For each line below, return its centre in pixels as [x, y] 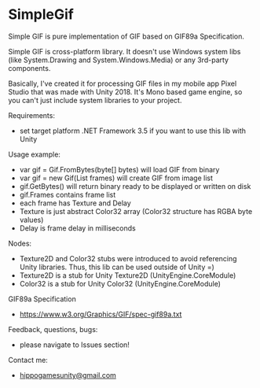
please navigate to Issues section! [74, 345]
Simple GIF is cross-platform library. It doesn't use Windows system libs [125, 51]
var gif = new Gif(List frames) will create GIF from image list [116, 178]
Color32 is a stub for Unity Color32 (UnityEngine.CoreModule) [120, 283]
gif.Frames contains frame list [68, 194]
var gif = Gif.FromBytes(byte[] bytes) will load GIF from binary [119, 169]
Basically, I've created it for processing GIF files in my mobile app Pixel [123, 83]
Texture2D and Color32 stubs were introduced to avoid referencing [128, 258]
